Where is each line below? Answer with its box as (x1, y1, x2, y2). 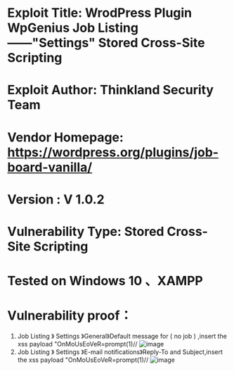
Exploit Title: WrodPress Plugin (7, 5, 193, 21)
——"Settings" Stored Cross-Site (7, 35, 205, 51)
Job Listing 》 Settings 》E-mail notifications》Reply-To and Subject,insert (17, 348, 223, 356)
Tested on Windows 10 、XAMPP (7, 273, 204, 289)
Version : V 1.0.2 (7, 191, 105, 207)
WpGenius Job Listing (7, 20, 139, 36)
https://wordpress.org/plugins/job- (7, 144, 219, 160)
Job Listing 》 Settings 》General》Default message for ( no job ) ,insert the (17, 332, 227, 341)
